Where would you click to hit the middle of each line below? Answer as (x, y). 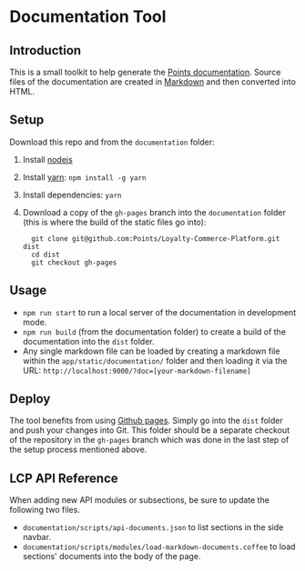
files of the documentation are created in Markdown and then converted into (152, 82)
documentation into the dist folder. (88, 341)
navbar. (37, 537)
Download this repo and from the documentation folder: (112, 142)
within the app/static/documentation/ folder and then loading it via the (155, 360)
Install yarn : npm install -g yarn (84, 177)
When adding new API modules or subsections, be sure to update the (140, 500)
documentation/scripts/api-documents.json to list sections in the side (153, 527)
